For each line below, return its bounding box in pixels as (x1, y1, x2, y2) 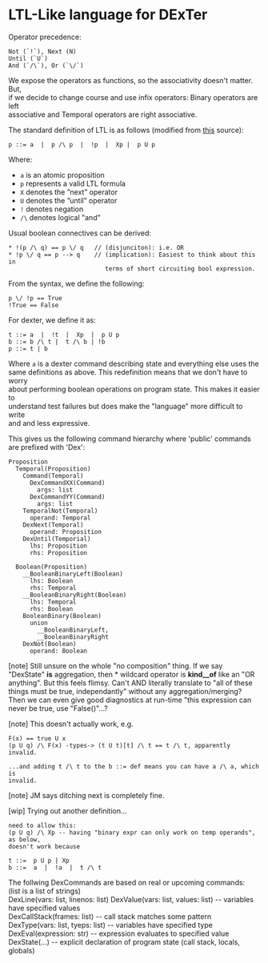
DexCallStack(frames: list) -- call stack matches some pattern (8, 911, 212, 921)
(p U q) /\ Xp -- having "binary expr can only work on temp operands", (8, 829, 256, 837)
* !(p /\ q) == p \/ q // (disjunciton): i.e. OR (8, 243, 184, 251)
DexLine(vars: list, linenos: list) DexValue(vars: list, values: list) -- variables (8, 894, 254, 904)
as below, (8, 835, 42, 844)
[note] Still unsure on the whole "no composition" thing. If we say (8, 660, 223, 670)
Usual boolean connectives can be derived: (8, 228, 152, 238)
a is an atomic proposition (19, 170, 106, 179)
